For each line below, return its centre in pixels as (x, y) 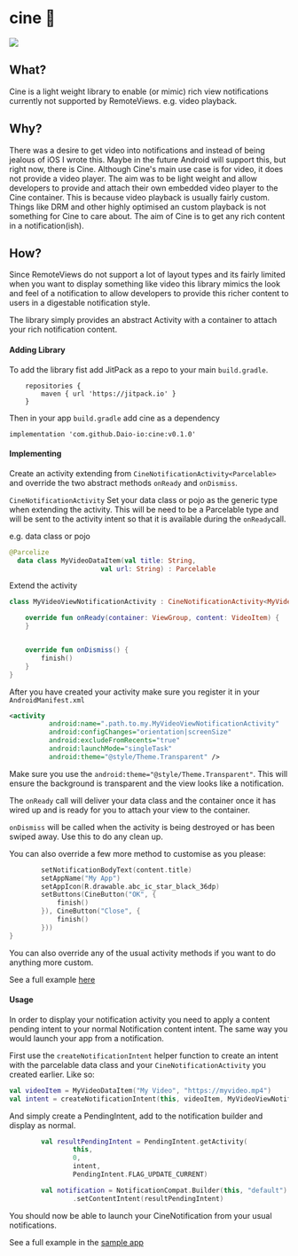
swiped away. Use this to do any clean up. (86, 836)
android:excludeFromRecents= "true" (114, 741)
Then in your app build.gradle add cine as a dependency (114, 418)
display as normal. (43, 1125)
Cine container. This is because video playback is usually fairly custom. (140, 197)
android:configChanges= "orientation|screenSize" (140, 732)
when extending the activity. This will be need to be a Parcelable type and (144, 509)
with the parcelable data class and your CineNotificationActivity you (137, 1064)
